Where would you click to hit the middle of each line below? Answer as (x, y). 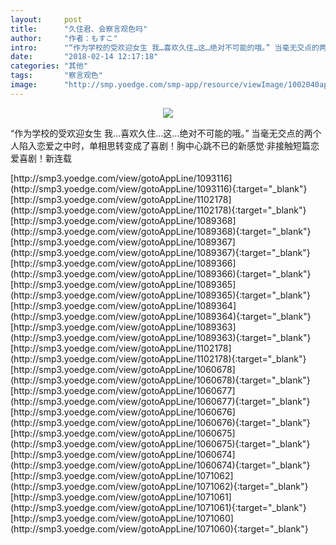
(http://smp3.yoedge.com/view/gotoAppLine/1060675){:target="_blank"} (160, 443)
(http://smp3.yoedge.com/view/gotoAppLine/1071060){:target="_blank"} (159, 528)
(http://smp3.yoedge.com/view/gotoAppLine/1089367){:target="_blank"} (160, 252)
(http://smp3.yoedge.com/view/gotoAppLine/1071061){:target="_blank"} (158, 507)
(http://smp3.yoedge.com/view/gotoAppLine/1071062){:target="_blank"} (159, 486)
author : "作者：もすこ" (64, 38)
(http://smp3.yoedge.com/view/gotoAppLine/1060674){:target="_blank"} (160, 465)
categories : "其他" (49, 66)
